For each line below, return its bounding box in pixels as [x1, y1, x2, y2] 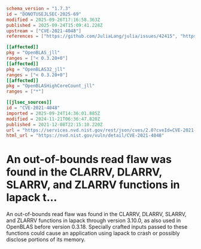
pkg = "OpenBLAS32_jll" [6, 66, 66, 72]
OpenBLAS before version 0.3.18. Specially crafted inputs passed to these [6, 223, 188, 230]
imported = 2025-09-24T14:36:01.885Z [6, 110, 100, 116]
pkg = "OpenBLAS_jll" [6, 50, 60, 56]
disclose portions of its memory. [6, 236, 86, 243]
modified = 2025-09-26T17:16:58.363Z [6, 17, 100, 23]
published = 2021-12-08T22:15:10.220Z [6, 121, 103, 128]
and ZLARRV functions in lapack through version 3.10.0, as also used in [6, 217, 181, 224]
